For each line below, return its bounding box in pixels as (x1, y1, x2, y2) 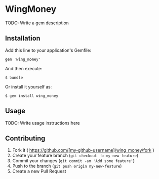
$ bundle (5, 75, 23, 80)
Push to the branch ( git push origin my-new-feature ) (12, 163, 122, 169)
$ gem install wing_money (5, 93, 58, 98)
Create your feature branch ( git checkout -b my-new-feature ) (12, 152, 139, 159)
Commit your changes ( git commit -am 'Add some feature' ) (12, 158, 135, 164)
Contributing (5, 134, 45, 142)
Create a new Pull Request (12, 168, 67, 174)
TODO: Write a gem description (5, 20, 69, 26)
